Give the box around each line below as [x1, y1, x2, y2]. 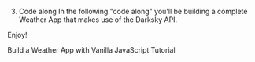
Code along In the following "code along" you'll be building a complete [18, 7, 248, 16]
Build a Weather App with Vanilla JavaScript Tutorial [7, 46, 176, 54]
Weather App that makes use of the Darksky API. [18, 15, 178, 24]
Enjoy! [7, 31, 28, 39]
